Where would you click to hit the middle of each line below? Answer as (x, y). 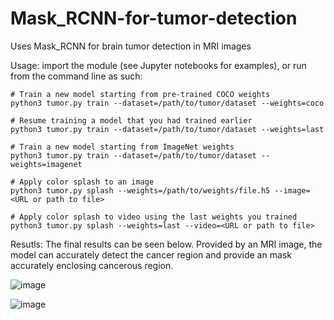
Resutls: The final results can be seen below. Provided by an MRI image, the (166, 244)
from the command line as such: (76, 76)
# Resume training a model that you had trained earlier (131, 120)
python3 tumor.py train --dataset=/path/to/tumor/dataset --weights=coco (167, 103)
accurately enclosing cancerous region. (92, 265)
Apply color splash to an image (87, 182)
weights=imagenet (46, 164)
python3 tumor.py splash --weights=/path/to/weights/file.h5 (140, 190)
